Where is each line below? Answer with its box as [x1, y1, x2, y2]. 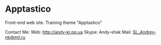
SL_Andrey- [132, 29, 156, 35]
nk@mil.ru [5, 34, 26, 40]
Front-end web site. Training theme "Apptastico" [5, 20, 102, 25]
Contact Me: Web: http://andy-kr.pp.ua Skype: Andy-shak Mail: [5, 29, 132, 35]
